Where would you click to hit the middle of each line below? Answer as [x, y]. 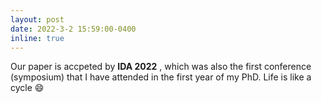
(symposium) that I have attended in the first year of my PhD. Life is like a [161, 77]
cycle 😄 [27, 88]
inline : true [37, 38]
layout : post [37, 19]
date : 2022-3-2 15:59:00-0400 [73, 29]
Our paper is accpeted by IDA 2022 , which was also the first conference [161, 67]
